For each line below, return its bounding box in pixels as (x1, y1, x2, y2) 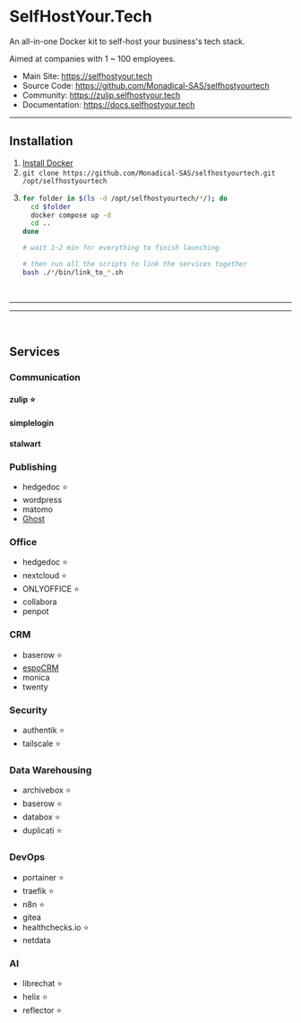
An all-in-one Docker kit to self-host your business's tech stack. (9, 36, 245, 47)
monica (21, 672, 51, 682)
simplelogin (9, 418, 55, 429)
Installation (9, 134, 73, 149)
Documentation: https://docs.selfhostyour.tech (21, 99, 195, 109)
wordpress (21, 495, 63, 506)
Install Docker (21, 157, 73, 168)
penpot (21, 606, 49, 617)
